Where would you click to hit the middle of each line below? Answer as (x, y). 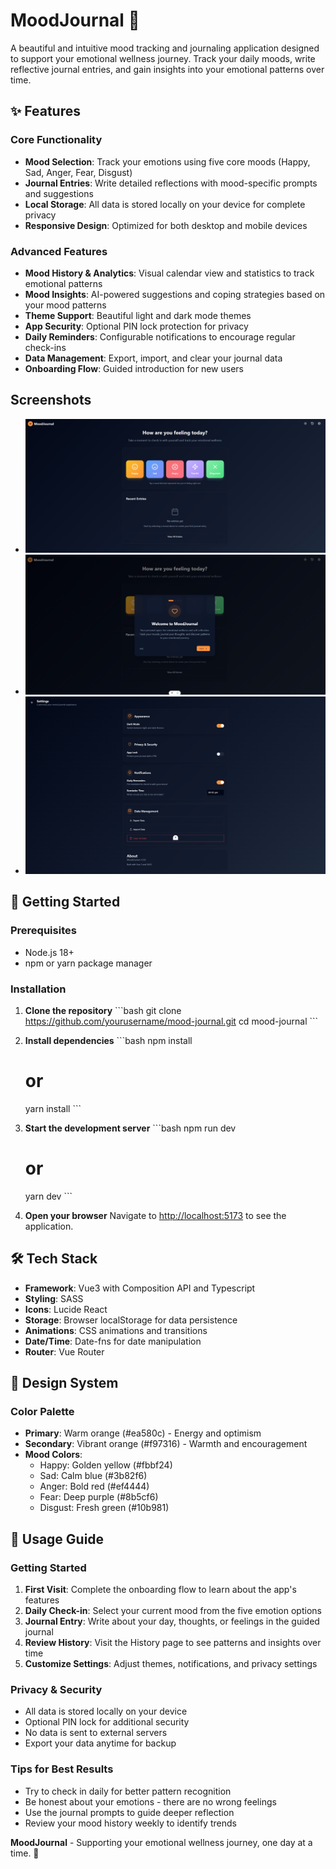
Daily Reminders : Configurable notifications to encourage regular (160, 336)
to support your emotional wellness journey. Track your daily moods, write (163, 58)
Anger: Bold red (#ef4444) (94, 1486)
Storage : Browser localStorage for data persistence (131, 1320)
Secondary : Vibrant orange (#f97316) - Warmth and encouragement (166, 1444)
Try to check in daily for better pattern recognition (128, 1791)
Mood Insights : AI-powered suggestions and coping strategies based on (175, 294)
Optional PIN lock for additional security (107, 1722)
